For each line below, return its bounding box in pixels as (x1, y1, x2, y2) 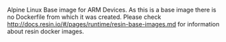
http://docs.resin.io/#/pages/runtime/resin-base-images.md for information (7, 20, 220, 28)
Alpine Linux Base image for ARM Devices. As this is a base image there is (7, 6, 217, 14)
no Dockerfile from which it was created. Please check (7, 13, 162, 21)
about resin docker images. (7, 27, 84, 35)
